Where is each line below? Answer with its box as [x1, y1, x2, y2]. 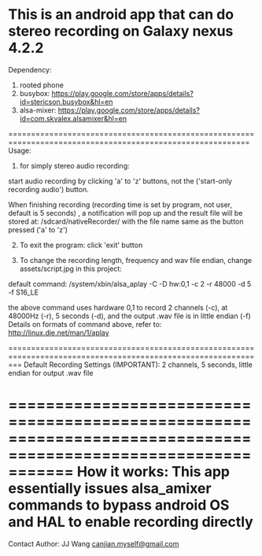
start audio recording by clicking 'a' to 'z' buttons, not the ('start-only [8, 176, 232, 186]
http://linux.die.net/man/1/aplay [8, 328, 109, 337]
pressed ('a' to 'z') [8, 224, 68, 234]
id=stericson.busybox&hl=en [19, 97, 113, 106]
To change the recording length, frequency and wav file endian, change [19, 255, 253, 265]
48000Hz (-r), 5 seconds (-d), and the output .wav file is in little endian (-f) [8, 311, 252, 321]
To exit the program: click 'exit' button [19, 240, 143, 250]
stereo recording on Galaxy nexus [8, 22, 234, 40]
